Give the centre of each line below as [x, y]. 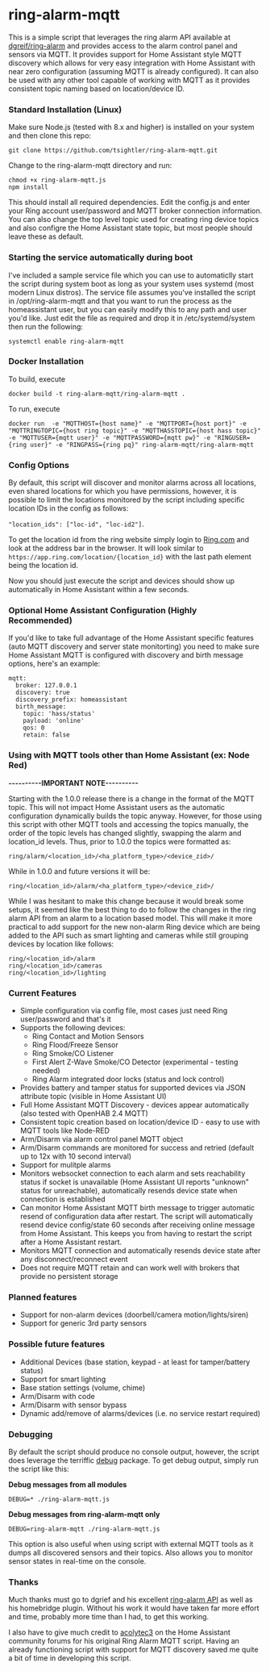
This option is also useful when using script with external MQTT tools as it [131, 1544]
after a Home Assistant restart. [71, 1242]
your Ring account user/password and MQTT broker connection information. [135, 211]
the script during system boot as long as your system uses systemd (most [131, 283]
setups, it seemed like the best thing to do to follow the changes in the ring [132, 909]
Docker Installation [46, 361]
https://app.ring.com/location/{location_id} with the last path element [130, 557]
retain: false [46, 735]
